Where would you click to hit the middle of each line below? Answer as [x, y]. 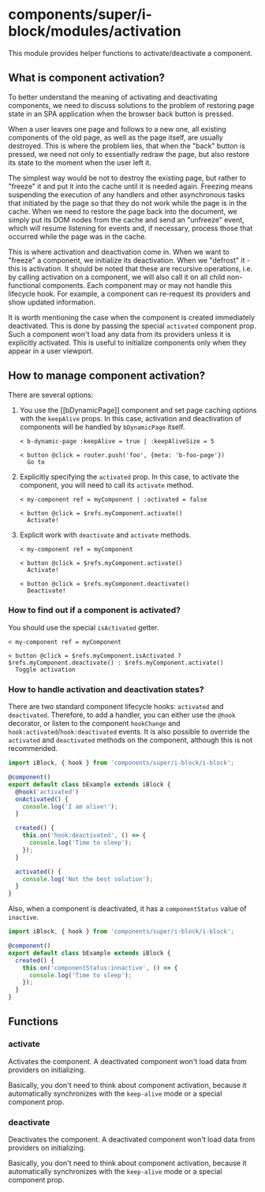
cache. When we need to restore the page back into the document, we [123, 211]
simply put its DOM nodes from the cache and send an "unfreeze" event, [126, 219]
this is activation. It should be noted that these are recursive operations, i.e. [131, 268]
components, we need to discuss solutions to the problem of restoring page [131, 105]
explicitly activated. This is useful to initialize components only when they [127, 342]
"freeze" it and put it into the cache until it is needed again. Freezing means [131, 186]
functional [24, 285]
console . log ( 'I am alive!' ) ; [70, 806]
